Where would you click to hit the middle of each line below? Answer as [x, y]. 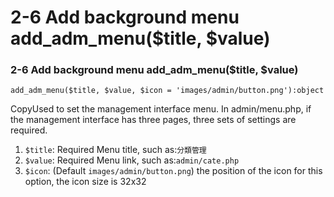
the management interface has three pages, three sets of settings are [153, 120]
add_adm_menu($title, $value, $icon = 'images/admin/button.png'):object [167, 91]
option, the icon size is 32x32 [85, 182]
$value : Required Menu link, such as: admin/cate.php [132, 160]
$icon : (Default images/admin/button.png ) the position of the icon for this [173, 171]
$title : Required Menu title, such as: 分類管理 [115, 150]
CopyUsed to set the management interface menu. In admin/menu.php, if [161, 109]
